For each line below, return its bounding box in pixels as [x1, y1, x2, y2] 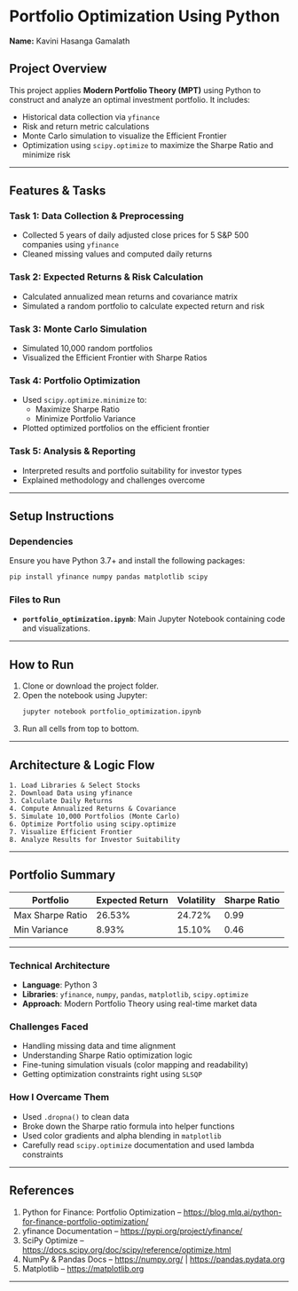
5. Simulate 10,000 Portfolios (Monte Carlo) [9, 812, 180, 821]
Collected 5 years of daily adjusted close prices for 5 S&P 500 [21, 230, 249, 240]
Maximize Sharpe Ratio [35, 404, 120, 414]
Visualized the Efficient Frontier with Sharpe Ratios [21, 352, 208, 363]
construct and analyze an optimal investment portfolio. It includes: [9, 94, 251, 105]
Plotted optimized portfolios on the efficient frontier [21, 423, 210, 434]
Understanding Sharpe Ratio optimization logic [21, 1050, 193, 1061]
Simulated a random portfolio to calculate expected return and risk [21, 300, 265, 311]
